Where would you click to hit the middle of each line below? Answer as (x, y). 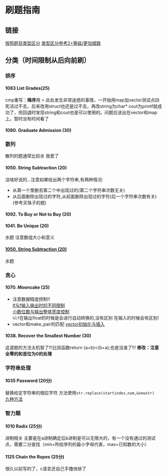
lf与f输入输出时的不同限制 (39, 305)
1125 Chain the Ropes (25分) (35, 457)
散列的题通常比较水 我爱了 (32, 156)
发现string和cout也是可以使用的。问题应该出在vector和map (96, 112)
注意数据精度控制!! (31, 299)
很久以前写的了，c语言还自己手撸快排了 (46, 469)
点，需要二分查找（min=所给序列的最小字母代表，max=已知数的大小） (77, 445)
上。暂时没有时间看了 (27, 118)
